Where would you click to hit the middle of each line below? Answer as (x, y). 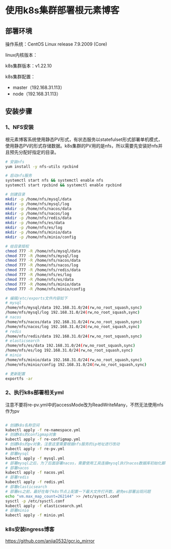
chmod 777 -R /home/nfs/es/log (38, 275)
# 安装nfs (15, 162)
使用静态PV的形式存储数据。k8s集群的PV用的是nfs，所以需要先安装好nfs (82, 145)
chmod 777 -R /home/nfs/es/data (39, 279)
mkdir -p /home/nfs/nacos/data (38, 209)
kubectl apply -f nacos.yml (35, 472)
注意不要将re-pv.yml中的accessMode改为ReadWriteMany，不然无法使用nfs (84, 405)
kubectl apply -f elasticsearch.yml (44, 506)
